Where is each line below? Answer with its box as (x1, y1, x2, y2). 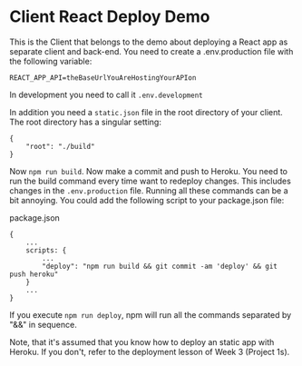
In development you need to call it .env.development (9, 89, 204, 100)
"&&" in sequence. (9, 319, 77, 330)
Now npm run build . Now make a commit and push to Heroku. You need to (9, 165, 288, 176)
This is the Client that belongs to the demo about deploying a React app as (9, 36, 288, 47)
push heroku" (9, 270, 59, 279)
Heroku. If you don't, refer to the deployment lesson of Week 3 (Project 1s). (9, 346, 290, 357)
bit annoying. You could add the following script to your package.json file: (9, 194, 285, 205)
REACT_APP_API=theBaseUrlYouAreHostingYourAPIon (9, 73, 197, 83)
